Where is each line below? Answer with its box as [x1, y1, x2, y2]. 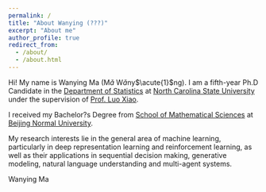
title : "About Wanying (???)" [8, 19, 109, 27]
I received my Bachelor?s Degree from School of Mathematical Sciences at [8, 109, 254, 119]
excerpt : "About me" [8, 26, 77, 34]
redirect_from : [8, 41, 59, 49]
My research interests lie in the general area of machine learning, [8, 133, 222, 143]
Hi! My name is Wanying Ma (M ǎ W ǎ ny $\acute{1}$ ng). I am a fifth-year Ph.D [8, 77, 259, 87]
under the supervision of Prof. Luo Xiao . [8, 94, 139, 104]
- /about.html [15, 56, 62, 64]
